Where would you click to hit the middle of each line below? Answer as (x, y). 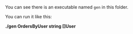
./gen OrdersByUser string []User (40, 26)
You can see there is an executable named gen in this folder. (67, 7)
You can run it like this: (28, 17)
